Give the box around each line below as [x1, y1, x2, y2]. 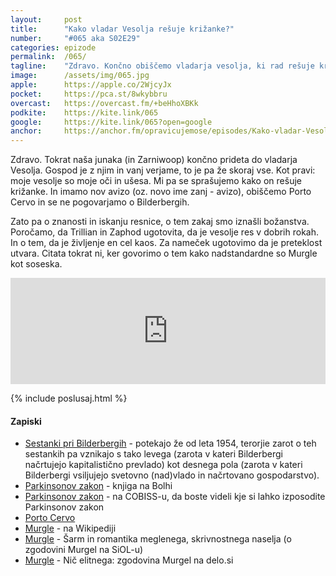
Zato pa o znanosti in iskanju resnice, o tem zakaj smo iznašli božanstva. [10, 216, 310, 228]
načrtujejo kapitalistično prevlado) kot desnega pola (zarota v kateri [24, 459, 303, 471]
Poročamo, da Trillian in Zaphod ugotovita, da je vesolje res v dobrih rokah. [10, 226, 320, 238]
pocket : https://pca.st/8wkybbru [10, 89, 168, 99]
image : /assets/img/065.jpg [10, 71, 150, 81]
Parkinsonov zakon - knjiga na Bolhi [24, 480, 173, 492]
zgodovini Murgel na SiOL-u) [24, 544, 144, 556]
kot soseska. [10, 258, 63, 270]
